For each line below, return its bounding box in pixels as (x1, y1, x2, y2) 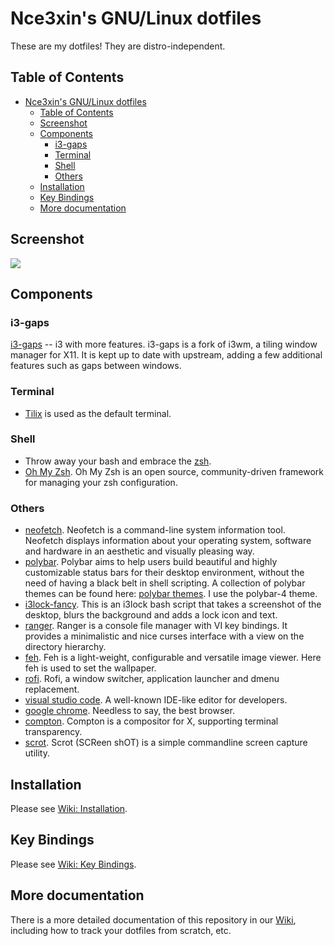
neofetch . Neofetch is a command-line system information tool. (24, 524, 286, 536)
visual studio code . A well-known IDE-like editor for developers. (24, 694, 288, 706)
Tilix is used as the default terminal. (24, 407, 172, 419)
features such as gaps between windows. (10, 360, 182, 372)
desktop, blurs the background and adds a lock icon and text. (24, 609, 278, 621)
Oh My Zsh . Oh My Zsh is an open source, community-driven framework (24, 465, 324, 477)
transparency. (24, 726, 83, 738)
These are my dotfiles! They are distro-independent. (10, 40, 226, 52)
